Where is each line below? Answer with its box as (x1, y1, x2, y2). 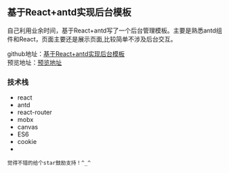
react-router (17, 108, 53, 116)
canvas (17, 123, 38, 131)
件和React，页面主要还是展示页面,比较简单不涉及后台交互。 (7, 35, 177, 43)
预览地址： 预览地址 (7, 58, 62, 66)
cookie (17, 138, 37, 146)
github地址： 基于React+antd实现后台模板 (7, 49, 125, 57)
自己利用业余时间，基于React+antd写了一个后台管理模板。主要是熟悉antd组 (7, 26, 223, 35)
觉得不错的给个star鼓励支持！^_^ (7, 160, 91, 167)
